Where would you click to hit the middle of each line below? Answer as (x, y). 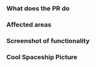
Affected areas (29, 24)
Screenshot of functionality (48, 40)
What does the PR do (38, 8)
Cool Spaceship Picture (42, 57)
